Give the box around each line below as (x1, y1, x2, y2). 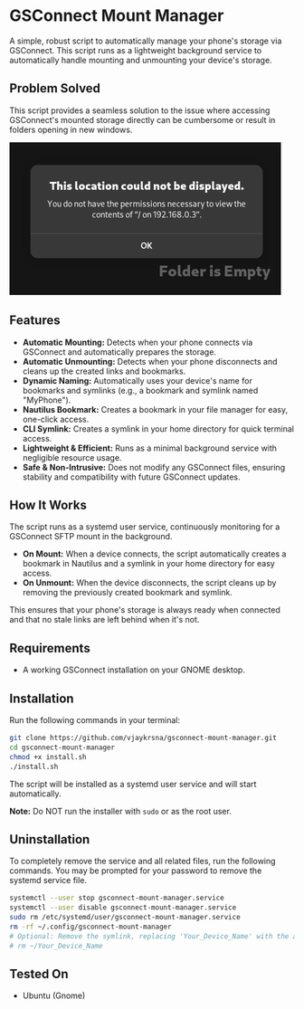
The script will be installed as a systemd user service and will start (9, 778, 257, 789)
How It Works (9, 497, 88, 512)
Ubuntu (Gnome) (22, 990, 86, 1001)
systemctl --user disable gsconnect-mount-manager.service (9, 903, 237, 912)
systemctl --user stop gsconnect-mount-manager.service (9, 893, 224, 903)
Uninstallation (9, 832, 90, 847)
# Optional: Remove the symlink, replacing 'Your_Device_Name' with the (9, 931, 290, 941)
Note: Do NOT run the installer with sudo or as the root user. (9, 805, 233, 816)
